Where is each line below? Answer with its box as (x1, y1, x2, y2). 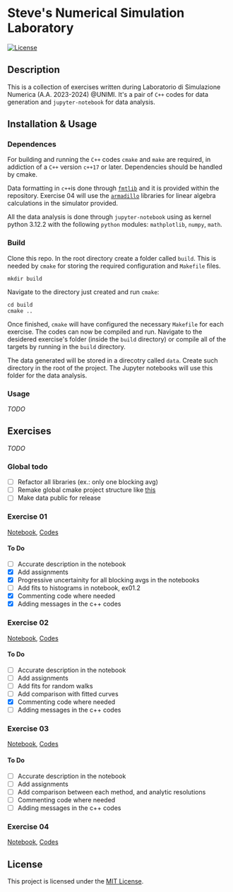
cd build (7, 301, 33, 308)
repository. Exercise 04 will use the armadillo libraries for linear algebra (7, 192, 217, 200)
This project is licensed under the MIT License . (7, 877, 144, 885)
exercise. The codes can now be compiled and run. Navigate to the (7, 327, 203, 336)
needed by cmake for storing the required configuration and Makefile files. (7, 262, 221, 270)
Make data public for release (17, 493, 101, 503)
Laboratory (7, 20, 74, 36)
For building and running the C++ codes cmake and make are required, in (7, 155, 211, 164)
